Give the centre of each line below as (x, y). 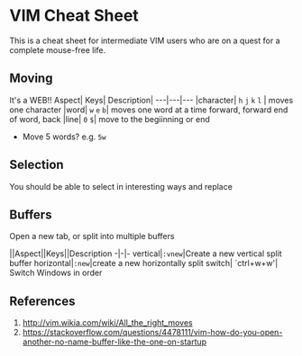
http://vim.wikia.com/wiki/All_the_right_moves (107, 323)
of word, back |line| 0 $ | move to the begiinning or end (110, 119)
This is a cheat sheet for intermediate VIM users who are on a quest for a (145, 40)
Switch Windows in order (56, 273)
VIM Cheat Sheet (74, 16)
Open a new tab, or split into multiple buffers (92, 236)
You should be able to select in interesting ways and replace (121, 186)
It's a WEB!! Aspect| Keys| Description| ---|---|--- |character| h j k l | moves (151, 100)
